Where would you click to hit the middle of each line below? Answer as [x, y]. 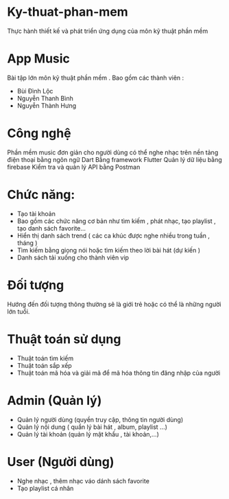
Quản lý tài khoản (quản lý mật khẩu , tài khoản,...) [88, 434]
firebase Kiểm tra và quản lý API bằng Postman [74, 167]
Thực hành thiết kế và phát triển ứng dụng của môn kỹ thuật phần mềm [108, 31]
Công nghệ [39, 134]
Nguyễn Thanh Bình [45, 98]
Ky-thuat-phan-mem [68, 12]
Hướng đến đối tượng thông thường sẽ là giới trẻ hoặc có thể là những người [114, 304]
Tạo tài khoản [36, 213]
